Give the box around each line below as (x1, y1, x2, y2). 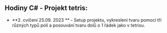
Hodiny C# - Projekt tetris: (4, 4, 88, 12)
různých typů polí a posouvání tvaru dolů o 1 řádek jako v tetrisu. (11, 22, 145, 28)
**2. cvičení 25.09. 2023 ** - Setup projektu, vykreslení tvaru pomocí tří (11, 17, 162, 23)
